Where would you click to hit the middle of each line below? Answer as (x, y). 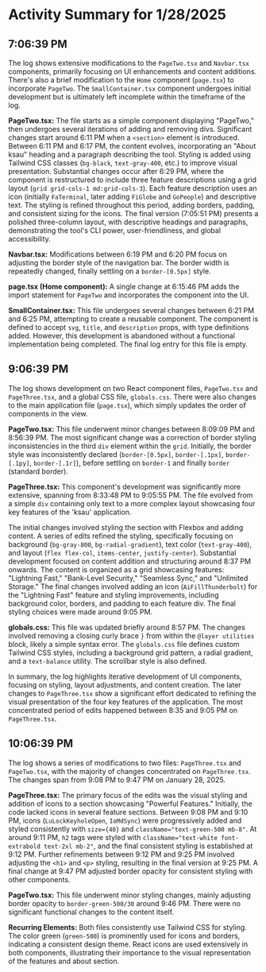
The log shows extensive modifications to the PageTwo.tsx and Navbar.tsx (129, 63)
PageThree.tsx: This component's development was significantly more (124, 486)
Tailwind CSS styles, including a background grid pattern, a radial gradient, (131, 653)
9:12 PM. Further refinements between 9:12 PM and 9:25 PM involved (121, 854)
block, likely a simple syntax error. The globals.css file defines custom (124, 644)
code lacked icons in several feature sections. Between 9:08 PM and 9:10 (128, 811)
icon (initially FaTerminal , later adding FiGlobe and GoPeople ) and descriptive (132, 197)
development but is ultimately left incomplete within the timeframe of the (127, 97)
